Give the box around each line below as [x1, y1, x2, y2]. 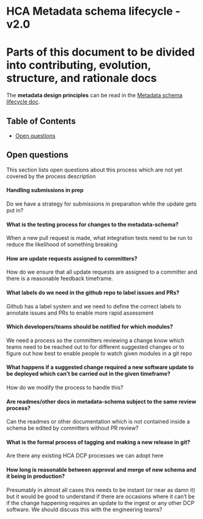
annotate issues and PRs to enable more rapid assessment [6, 309, 154, 316]
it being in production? [6, 472, 65, 480]
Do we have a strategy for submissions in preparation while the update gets [6, 200, 197, 207]
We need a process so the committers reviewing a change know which [6, 337, 185, 344]
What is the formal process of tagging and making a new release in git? [6, 438, 191, 446]
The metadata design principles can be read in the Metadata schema [6, 92, 183, 99]
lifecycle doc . [6, 98, 40, 105]
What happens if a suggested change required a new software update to [6, 364, 194, 371]
